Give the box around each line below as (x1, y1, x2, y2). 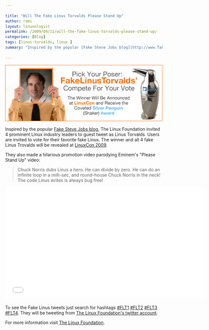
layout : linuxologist (5, 24, 50, 29)
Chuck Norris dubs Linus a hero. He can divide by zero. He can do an (17, 166, 160, 172)
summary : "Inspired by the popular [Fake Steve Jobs (5, 45, 117, 50)
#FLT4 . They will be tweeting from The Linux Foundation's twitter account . (5, 310, 158, 316)
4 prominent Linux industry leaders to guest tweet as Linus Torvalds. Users (5, 131, 160, 137)
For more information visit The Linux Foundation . (5, 320, 105, 326)
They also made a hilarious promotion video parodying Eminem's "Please (5, 151, 156, 157)
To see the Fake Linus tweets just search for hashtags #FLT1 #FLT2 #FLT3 (5, 305, 158, 311)
